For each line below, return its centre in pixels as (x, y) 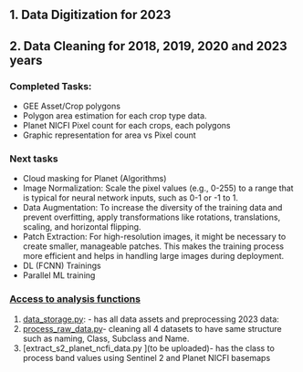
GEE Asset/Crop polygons (72, 106)
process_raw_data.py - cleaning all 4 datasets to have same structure (152, 328)
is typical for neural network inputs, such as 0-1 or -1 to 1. (131, 198)
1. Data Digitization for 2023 (90, 15)
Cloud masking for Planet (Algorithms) (94, 179)
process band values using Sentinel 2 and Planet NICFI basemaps (146, 357)
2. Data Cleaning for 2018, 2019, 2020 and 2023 (148, 46)
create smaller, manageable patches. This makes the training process (153, 246)
